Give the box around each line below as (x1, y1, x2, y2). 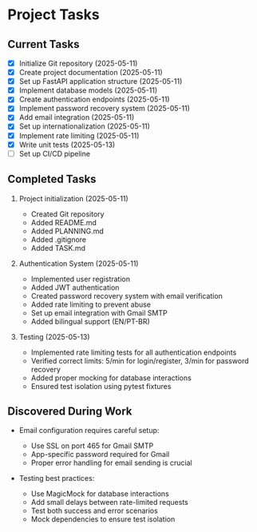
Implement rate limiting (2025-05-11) (18, 130, 140, 141)
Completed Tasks (7, 173, 97, 186)
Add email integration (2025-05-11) (18, 113, 135, 122)
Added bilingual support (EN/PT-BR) (30, 316, 151, 326)
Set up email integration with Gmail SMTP (30, 308, 168, 317)
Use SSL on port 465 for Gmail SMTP (30, 441, 154, 451)
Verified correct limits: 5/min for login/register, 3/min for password (30, 355, 249, 365)
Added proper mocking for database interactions (30, 373, 192, 383)
